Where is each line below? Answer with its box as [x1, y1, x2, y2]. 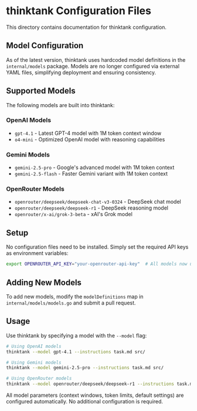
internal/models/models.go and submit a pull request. [6, 299, 136, 306]
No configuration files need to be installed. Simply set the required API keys [6, 243, 189, 251]
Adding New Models [6, 277, 82, 287]
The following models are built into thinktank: [6, 101, 115, 108]
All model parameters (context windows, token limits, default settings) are [6, 392, 184, 399]
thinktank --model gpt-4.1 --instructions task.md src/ [6, 349, 145, 354]
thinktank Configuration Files [6, 4, 151, 18]
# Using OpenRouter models [6, 376, 72, 382]
